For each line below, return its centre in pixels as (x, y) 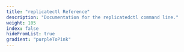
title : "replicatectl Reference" (48, 12)
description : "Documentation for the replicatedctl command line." (93, 17)
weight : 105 (21, 23)
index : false (23, 28)
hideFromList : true (31, 34)
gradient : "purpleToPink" (38, 39)
